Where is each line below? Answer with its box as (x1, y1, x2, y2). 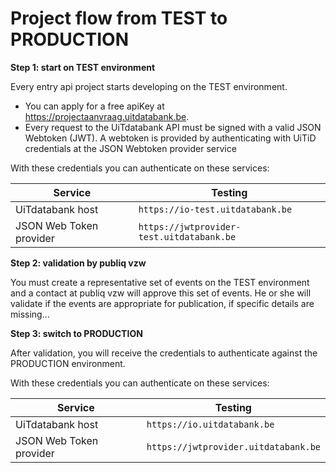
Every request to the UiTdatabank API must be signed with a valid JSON (24, 121, 322, 133)
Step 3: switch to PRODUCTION (10, 327, 143, 339)
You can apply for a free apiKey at (24, 100, 165, 112)
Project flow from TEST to (10, 7, 228, 30)
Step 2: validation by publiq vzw (10, 257, 147, 269)
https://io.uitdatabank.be (146, 418, 275, 430)
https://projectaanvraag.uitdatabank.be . (24, 110, 190, 122)
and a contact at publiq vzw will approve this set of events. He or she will (10, 287, 312, 299)
